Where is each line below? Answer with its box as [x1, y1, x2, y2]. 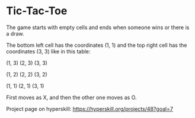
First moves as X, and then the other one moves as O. [6, 94, 138, 101]
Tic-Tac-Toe [6, 4, 68, 18]
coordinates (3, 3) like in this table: [6, 47, 91, 55]
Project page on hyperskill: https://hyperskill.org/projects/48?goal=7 [6, 105, 174, 112]
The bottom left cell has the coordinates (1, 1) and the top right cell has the [6, 42, 187, 49]
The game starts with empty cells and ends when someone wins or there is [6, 24, 190, 31]
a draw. [6, 30, 24, 37]
